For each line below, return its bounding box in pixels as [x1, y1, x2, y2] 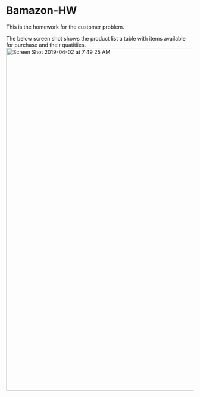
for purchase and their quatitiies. [6, 41, 86, 48]
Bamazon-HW [6, 4, 77, 17]
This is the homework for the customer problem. [6, 23, 125, 30]
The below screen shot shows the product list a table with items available [6, 35, 186, 42]
